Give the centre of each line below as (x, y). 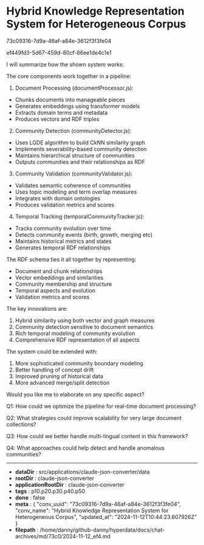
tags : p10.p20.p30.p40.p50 (50, 491)
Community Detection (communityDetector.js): (73, 130)
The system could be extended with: (52, 351)
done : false (30, 497)
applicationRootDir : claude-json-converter (70, 484)
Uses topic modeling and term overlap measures (76, 192)
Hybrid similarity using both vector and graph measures (85, 320)
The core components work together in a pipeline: (69, 76)
